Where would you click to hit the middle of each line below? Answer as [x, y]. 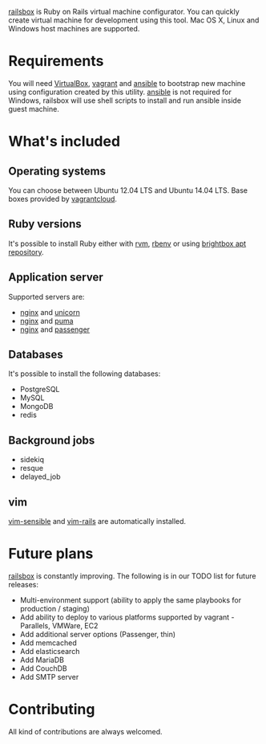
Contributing [52, 709]
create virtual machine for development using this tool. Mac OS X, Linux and [134, 20]
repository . [26, 251]
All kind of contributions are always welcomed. [85, 731]
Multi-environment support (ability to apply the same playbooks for [131, 600]
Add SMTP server [49, 677]
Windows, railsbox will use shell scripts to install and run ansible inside [125, 100]
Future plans [51, 554]
